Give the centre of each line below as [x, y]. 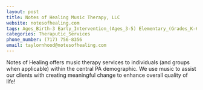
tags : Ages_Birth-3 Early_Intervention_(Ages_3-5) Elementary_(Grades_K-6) [104, 28]
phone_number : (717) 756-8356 [44, 40]
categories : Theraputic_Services [48, 34]
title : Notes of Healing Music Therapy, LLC [63, 17]
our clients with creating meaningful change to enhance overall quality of [97, 75]
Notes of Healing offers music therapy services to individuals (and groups [98, 62]
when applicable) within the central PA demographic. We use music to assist [101, 68]
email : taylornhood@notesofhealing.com [56, 46]
